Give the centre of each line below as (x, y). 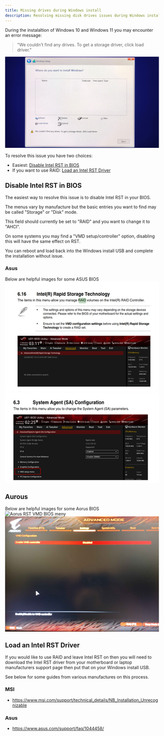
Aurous (17, 497)
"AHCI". (13, 226)
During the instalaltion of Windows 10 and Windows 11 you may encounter (79, 30)
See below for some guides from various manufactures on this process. (77, 677)
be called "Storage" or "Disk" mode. (41, 212)
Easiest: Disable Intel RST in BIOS (46, 165)
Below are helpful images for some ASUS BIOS (52, 279)
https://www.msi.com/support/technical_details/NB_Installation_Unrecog (85, 700)
